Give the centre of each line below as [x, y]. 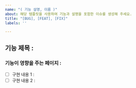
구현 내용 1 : [23, 74]
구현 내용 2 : [23, 81]
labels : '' [16, 23]
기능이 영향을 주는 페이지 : [33, 63]
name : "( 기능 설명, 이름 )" [31, 9]
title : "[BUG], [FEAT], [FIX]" [36, 18]
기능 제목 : [19, 48]
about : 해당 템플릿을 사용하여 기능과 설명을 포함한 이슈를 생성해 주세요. [68, 14]
